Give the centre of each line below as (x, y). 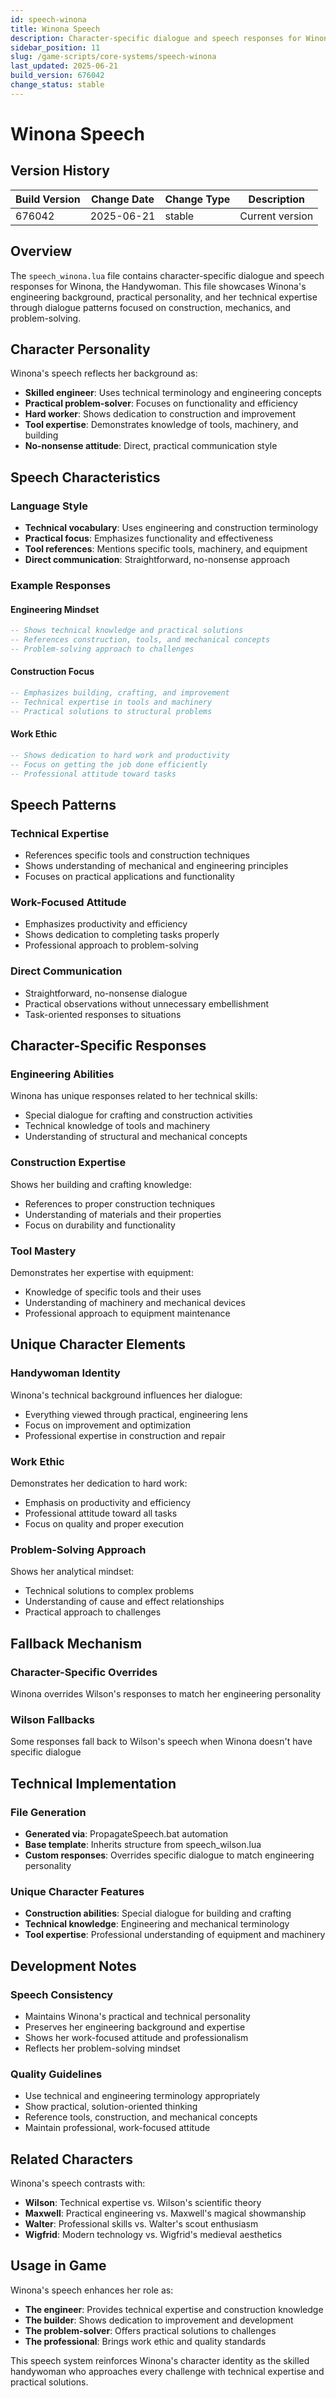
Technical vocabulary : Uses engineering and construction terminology (171, 528)
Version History (60, 171)
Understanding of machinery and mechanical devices (135, 1303)
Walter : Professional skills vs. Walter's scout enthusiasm (141, 2224)
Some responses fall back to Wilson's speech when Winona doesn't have (161, 1742)
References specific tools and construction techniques (137, 855)
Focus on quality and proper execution (104, 1524)
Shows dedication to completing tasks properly (122, 935)
